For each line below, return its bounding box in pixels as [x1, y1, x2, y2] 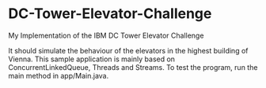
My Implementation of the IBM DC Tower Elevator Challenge [8, 31, 204, 40]
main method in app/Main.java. [8, 71, 109, 80]
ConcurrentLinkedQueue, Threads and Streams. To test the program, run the [8, 62, 258, 71]
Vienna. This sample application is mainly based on [8, 54, 176, 64]
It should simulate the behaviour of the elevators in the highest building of [8, 46, 249, 55]
